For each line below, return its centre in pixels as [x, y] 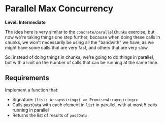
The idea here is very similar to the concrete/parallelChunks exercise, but [80, 32]
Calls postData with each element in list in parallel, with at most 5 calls [84, 105]
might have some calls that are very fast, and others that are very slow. [77, 47]
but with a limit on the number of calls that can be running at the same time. [82, 62]
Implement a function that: [32, 90]
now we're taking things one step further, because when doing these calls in [82, 37]
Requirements [27, 78]
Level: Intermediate [25, 22]
